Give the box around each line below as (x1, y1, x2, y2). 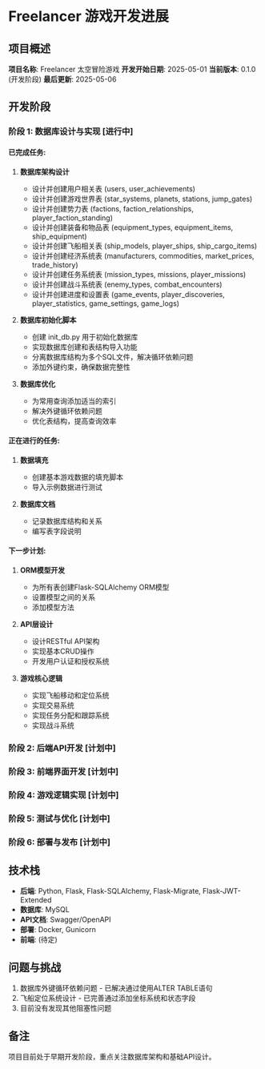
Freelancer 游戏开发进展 (8, 7, 170, 26)
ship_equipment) (31, 231, 87, 241)
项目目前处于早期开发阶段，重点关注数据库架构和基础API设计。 (8, 1051, 216, 1061)
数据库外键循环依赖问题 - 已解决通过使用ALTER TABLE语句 (19, 983, 213, 993)
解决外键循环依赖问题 (31, 406, 102, 416)
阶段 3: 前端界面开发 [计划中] (8, 766, 118, 777)
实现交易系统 (31, 700, 74, 709)
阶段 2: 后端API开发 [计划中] (8, 742, 116, 754)
